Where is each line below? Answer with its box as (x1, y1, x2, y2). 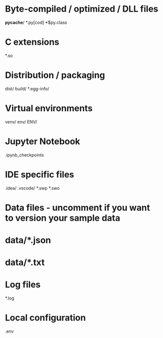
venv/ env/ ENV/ (5, 119, 37, 125)
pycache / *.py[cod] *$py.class (5, 19, 67, 25)
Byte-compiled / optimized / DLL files (5, 3, 159, 15)
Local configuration (5, 312, 86, 323)
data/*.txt (5, 257, 45, 268)
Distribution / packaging (5, 70, 106, 81)
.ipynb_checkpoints (5, 152, 44, 158)
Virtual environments (5, 103, 93, 114)
